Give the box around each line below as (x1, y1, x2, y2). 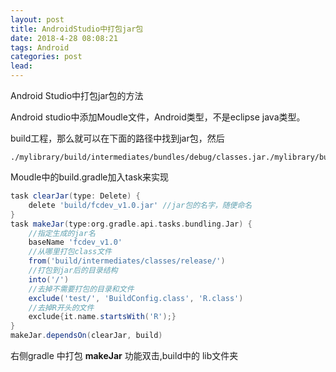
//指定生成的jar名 (28, 228, 96, 238)
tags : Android (10, 42, 70, 53)
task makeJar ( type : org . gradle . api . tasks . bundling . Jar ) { (10, 219, 253, 229)
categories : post (10, 52, 83, 62)
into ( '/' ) (28, 274, 70, 285)
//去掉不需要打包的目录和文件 (28, 284, 135, 294)
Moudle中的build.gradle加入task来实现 (10, 171, 170, 183)
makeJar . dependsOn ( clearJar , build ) (10, 331, 163, 341)
